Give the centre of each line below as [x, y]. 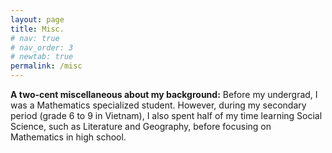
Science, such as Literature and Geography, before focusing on [141, 126]
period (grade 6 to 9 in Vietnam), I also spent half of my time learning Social [166, 115]
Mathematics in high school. [68, 137]
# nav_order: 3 [42, 47]
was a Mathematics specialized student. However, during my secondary [158, 105]
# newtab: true [42, 57]
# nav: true [35, 38]
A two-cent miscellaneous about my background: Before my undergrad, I [164, 94]
